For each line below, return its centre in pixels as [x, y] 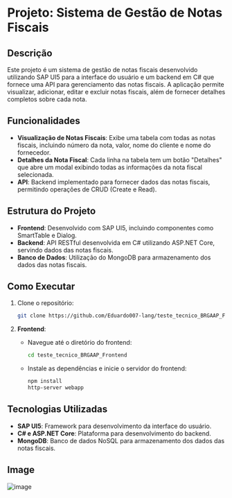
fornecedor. [34, 152]
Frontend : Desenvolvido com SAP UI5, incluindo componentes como [115, 227]
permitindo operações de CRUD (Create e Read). [87, 189]
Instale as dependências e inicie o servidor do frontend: [107, 368]
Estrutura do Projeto [52, 211]
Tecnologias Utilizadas [57, 410]
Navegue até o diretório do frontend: [80, 343]
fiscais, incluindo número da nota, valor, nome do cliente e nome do [114, 145]
